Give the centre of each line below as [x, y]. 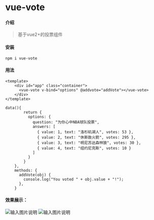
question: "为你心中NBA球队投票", [66, 122]
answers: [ [44, 127]
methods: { [26, 170]
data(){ [13, 108]
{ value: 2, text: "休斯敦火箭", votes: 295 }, [87, 137]
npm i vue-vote [21, 58]
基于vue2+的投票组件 [40, 35]
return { [33, 112]
